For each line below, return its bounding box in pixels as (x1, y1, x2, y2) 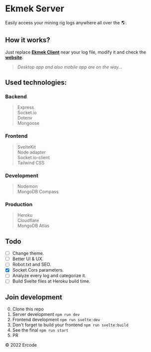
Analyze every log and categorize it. (12, 273, 86, 279)
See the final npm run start (12, 327, 69, 333)
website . (5, 54, 23, 60)
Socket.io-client (17, 154, 50, 160)
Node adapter (17, 149, 46, 155)
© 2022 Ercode (5, 342, 37, 348)
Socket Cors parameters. (12, 267, 64, 273)
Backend (5, 93, 27, 100)
